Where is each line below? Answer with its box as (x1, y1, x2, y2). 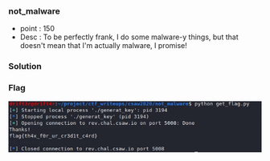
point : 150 (19, 24, 55, 34)
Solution (8, 61, 43, 72)
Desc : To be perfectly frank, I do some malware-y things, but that (19, 32, 239, 42)
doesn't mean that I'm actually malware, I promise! (19, 41, 187, 50)
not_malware (8, 6, 60, 17)
